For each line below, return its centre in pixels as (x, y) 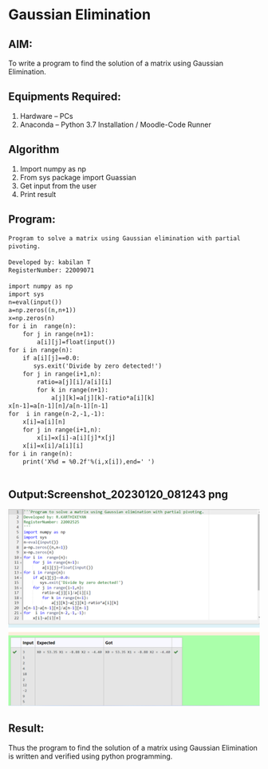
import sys (26, 294)
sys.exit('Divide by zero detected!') (97, 366)
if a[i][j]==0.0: (51, 358)
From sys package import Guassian (78, 177)
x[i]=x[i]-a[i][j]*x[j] (76, 438)
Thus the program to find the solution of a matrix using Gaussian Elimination (133, 747)
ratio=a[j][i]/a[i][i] (75, 382)
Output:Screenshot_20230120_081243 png (118, 494)
